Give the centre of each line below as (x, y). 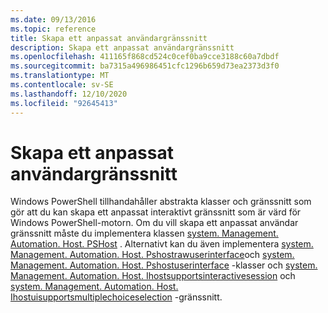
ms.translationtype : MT (60, 76)
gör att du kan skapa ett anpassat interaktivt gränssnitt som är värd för (156, 212)
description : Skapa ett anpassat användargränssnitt (122, 47)
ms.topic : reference (53, 29)
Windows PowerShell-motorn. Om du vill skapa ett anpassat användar (154, 223)
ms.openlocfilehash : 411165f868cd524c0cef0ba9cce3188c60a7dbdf (145, 57)
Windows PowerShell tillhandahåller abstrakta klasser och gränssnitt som (161, 202)
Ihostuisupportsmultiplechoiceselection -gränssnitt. (116, 297)
